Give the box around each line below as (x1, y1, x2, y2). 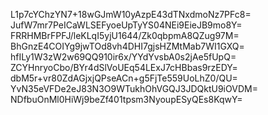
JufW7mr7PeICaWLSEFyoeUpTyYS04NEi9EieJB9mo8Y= (10, 19, 243, 31)
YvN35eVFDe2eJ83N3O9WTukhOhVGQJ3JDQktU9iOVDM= (10, 83, 258, 94)
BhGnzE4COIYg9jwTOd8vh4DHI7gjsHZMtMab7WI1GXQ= (10, 40, 245, 52)
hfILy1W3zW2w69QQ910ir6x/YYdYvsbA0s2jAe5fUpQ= (10, 51, 237, 63)
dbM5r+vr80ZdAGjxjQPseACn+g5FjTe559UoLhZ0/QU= (10, 72, 238, 84)
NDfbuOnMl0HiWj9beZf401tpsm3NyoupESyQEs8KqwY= (10, 94, 243, 105)
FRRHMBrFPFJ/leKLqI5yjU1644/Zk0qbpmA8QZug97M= (10, 30, 240, 41)
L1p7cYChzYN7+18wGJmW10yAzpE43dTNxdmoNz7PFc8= (10, 9, 252, 20)
